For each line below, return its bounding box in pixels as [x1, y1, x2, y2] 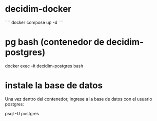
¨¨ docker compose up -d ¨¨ [5, 19, 64, 25]
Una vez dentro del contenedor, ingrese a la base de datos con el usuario [5, 96, 153, 102]
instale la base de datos [5, 80, 103, 91]
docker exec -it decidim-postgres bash [5, 63, 84, 69]
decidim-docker [5, 3, 72, 15]
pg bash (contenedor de [5, 36, 105, 48]
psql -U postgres [5, 110, 39, 116]
